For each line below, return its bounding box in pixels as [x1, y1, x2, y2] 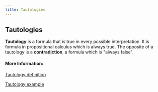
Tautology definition [5, 71, 46, 77]
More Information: [5, 60, 44, 67]
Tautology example [5, 81, 44, 87]
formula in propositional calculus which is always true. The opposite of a [5, 44, 154, 50]
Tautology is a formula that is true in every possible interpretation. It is [5, 39, 150, 45]
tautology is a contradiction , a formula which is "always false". [5, 49, 134, 55]
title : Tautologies [5, 7, 46, 12]
